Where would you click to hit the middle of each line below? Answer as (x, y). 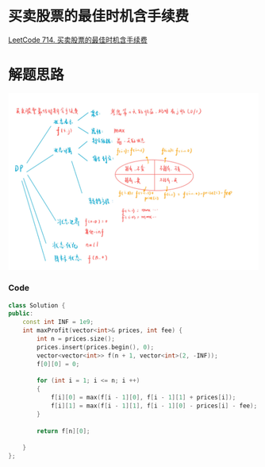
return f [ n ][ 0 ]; (63, 431)
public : (21, 314)
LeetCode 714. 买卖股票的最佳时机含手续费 (78, 40)
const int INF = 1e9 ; (58, 322)
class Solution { (37, 305)
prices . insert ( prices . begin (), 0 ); (96, 347)
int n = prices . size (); (76, 339)
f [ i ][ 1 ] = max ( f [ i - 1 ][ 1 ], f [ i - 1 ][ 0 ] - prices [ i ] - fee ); (154, 406)
